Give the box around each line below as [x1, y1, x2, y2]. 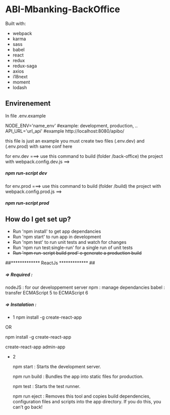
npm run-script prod [5, 200, 49, 206]
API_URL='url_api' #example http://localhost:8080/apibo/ [5, 128, 124, 134]
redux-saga [12, 63, 37, 69]
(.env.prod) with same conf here [5, 143, 73, 149]
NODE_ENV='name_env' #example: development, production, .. [5, 122, 138, 128]
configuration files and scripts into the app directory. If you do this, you [12, 399, 161, 405]
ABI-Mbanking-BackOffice [5, 4, 120, 15]
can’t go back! [12, 404, 43, 410]
